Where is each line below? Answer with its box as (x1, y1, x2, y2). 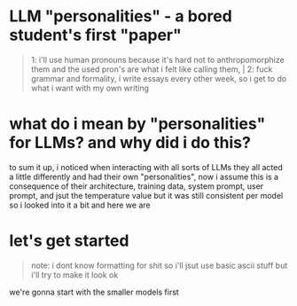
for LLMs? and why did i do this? (9, 133, 251, 153)
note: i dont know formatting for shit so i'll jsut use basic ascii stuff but (30, 260, 288, 271)
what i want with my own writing (30, 82, 149, 93)
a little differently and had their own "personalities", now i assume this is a (9, 171, 279, 182)
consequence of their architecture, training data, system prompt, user (9, 180, 264, 192)
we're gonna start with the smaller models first (9, 286, 179, 297)
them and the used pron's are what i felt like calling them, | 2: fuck (30, 64, 273, 75)
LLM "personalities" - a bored (9, 6, 232, 27)
